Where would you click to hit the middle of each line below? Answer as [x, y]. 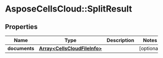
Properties [21, 27]
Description [120, 40]
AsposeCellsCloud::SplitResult [69, 9]
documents [21, 48]
